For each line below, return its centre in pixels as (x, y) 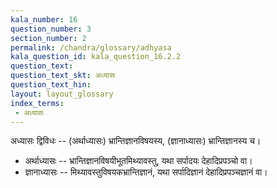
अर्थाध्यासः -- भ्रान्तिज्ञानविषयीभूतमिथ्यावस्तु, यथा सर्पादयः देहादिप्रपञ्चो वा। (138, 161)
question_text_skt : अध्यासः (63, 76)
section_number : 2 (48, 38)
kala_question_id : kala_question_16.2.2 (96, 57)
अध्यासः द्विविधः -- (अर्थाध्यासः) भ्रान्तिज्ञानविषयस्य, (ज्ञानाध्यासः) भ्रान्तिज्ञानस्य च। (136, 141)
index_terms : (37, 103)
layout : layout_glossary (62, 94)
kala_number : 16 (44, 19)
